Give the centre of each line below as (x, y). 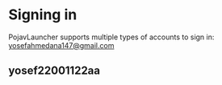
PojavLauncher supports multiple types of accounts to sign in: (111, 37)
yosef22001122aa (54, 71)
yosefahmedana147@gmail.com (61, 45)
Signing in (43, 15)
